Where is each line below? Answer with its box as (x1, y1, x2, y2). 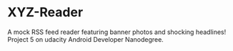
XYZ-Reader (7, 4, 84, 21)
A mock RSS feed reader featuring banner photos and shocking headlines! (7, 28, 227, 36)
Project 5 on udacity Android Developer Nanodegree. (7, 35, 164, 43)
